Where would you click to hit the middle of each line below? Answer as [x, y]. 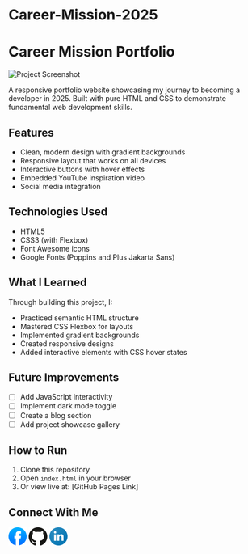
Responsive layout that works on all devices [93, 160]
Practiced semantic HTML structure [79, 318]
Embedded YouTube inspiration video [82, 178]
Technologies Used [58, 212]
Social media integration [60, 186]
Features [31, 132]
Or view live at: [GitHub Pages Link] [79, 487]
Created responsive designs [67, 343]
